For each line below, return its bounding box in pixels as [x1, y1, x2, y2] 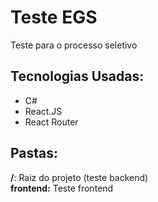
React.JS [24, 105, 63, 117]
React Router [24, 116, 79, 128]
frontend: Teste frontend [10, 182, 114, 194]
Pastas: [10, 145, 59, 162]
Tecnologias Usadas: [10, 68, 145, 85]
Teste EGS [10, 6, 98, 29]
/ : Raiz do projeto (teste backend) [10, 171, 149, 183]
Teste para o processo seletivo [10, 39, 138, 51]
